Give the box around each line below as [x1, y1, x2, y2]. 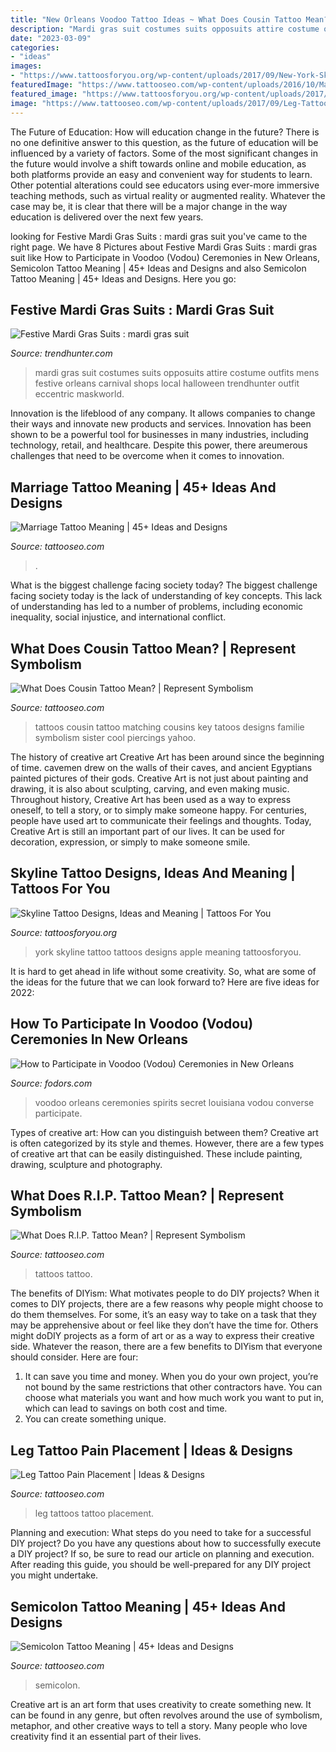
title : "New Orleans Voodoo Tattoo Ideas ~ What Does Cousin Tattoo [10, 14, 302, 25]
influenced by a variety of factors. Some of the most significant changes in [10, 147, 318, 159]
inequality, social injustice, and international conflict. [10, 611, 227, 623]
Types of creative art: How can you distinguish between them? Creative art [10, 1126, 319, 1138]
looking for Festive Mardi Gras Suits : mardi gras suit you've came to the [10, 230, 308, 242]
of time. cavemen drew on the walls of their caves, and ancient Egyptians [10, 761, 313, 773]
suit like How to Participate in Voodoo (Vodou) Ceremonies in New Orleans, [10, 251, 320, 263]
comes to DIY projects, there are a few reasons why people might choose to [10, 1298, 324, 1310]
